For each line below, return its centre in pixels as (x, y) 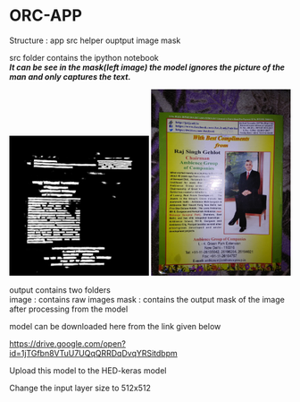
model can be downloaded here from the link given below (115, 327)
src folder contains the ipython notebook (84, 57)
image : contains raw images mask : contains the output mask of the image (147, 300)
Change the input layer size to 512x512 (80, 388)
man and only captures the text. (70, 76)
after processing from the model (69, 309)
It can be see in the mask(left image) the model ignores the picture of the (147, 67)
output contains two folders (60, 290)
